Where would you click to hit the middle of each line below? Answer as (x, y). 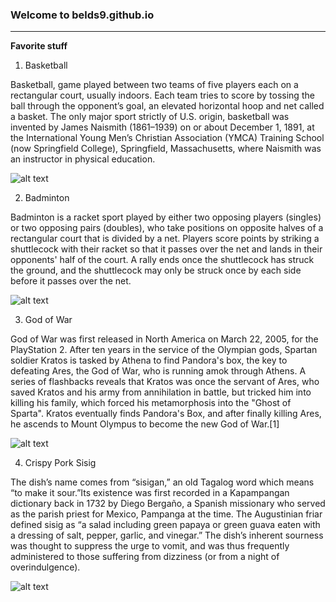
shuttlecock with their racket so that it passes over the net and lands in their (166, 249)
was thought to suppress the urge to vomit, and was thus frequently (150, 546)
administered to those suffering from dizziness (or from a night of (145, 557)
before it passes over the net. (71, 281)
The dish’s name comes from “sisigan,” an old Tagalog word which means (162, 482)
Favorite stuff (39, 46)
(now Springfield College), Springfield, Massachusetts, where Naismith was (166, 149)
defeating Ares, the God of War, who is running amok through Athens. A (158, 371)
